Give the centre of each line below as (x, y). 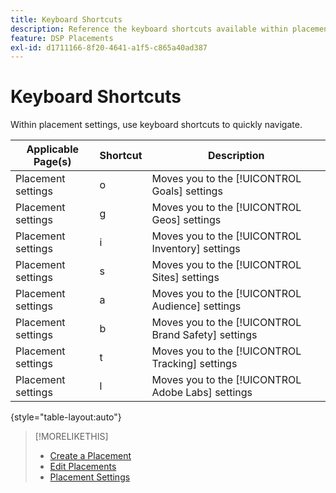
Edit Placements (83, 467)
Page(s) (52, 162)
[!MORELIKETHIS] (71, 437)
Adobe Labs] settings (202, 393)
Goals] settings (187, 191)
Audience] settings (196, 306)
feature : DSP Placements (62, 38)
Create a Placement (90, 456)
